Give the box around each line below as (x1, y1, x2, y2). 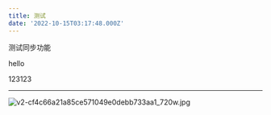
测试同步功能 (8, 42, 51, 52)
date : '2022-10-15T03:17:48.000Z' (8, 19, 125, 27)
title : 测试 (8, 11, 46, 20)
